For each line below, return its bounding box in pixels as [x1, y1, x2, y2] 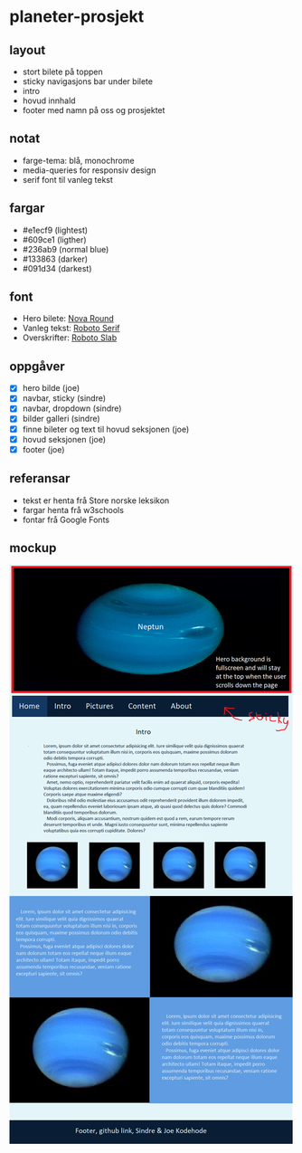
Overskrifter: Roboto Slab [22, 332, 118, 343]
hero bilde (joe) [22, 383, 80, 394]
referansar [9, 471, 71, 486]
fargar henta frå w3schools [22, 504, 125, 515]
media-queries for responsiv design [22, 165, 156, 176]
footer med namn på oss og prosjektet [22, 105, 165, 115]
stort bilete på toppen [22, 66, 104, 77]
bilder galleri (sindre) [22, 414, 101, 424]
